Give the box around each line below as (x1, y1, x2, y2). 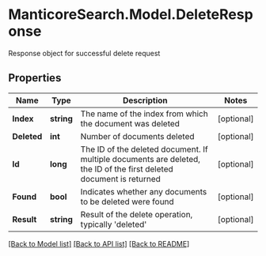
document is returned (80, 173, 161, 184)
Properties (8, 71, 62, 85)
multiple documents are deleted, (80, 153, 200, 164)
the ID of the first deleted (80, 164, 174, 175)
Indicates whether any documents (80, 186, 207, 197)
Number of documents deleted (80, 130, 196, 141)
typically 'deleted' (80, 219, 147, 230)
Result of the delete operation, (80, 209, 193, 220)
